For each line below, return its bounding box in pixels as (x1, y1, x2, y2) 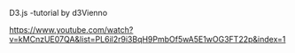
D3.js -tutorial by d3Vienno (9, 8, 108, 18)
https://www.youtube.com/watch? (9, 25, 134, 34)
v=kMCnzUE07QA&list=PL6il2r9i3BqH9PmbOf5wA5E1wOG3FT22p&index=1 (9, 34, 286, 44)
